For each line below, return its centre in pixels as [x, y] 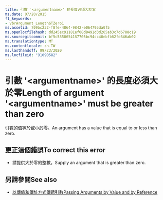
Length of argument [63, 93]
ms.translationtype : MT [29, 41]
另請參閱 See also [31, 179]
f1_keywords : [18, 19]
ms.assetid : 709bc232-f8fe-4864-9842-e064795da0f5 [57, 28]
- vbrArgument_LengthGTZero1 [35, 23]
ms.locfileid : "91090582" [31, 55]
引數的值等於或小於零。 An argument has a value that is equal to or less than [81, 128]
